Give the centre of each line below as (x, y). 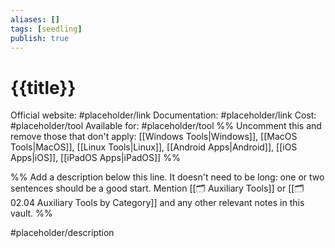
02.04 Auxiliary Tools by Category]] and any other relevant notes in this (157, 203)
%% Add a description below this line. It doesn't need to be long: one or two (167, 177)
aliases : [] (35, 19)
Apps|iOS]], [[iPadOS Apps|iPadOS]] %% (95, 158)
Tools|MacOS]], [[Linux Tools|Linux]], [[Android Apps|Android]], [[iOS (154, 147)
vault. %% (31, 213)
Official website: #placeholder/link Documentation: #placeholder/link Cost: (163, 115)
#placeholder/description (62, 233)
